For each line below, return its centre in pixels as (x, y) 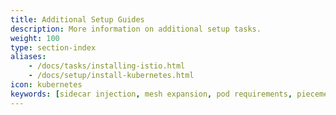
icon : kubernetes (46, 85)
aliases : (28, 57)
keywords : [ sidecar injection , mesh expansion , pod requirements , (151, 94)
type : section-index (53, 47)
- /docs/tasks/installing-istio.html (107, 66)
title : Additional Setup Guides (77, 19)
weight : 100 (35, 38)
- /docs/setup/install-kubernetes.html (111, 76)
